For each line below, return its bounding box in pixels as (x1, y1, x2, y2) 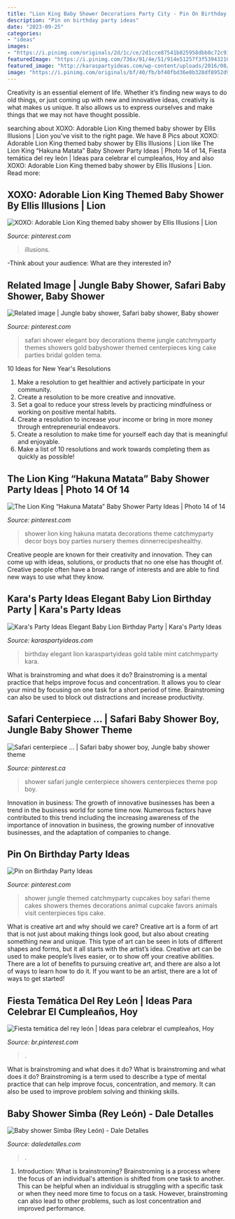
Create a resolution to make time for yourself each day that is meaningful (17, 430, 228, 438)
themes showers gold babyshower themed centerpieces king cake (24, 344, 217, 352)
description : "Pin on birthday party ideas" (7, 17, 139, 24)
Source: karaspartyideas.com (7, 636, 93, 644)
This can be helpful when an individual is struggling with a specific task (17, 1182, 224, 1190)
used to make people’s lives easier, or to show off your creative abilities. (7, 952, 215, 961)
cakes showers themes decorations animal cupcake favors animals (24, 901, 218, 910)
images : (7, 43, 30, 50)
